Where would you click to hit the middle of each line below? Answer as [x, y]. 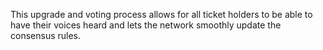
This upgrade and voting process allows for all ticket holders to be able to [161, 14]
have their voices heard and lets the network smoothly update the [146, 25]
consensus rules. [46, 35]
